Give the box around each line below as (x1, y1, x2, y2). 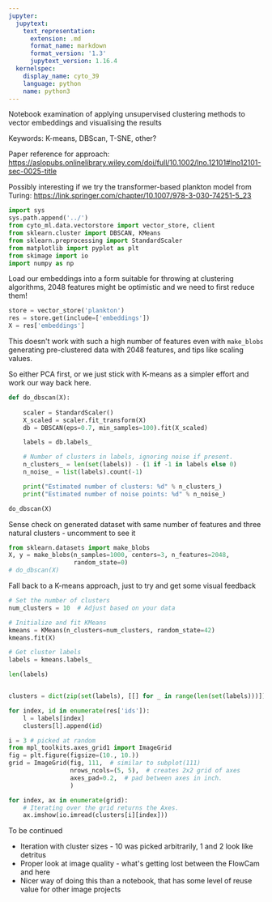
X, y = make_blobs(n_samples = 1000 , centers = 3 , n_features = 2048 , (8, 551, 230, 559)
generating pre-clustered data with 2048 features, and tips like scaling (8, 345, 244, 355)
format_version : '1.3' (29, 49, 107, 57)
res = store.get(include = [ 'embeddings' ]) (8, 314, 151, 322)
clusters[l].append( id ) (23, 721, 104, 730)
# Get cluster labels (8, 649, 82, 657)
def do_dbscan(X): (8, 394, 70, 402)
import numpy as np (8, 259, 74, 267)
